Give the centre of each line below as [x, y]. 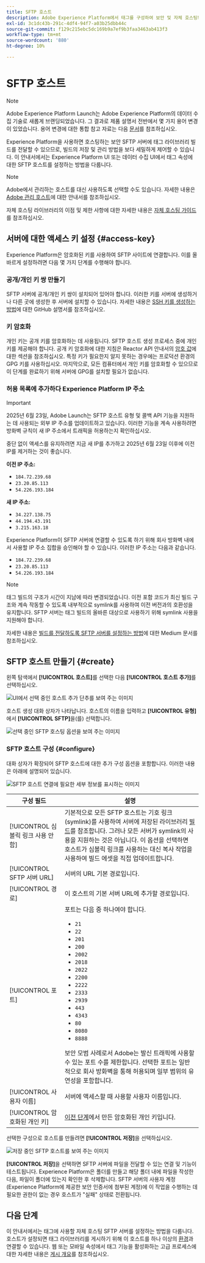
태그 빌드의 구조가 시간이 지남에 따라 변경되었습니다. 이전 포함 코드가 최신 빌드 [99, 597]
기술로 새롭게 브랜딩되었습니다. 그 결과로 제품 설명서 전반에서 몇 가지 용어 [100, 121]
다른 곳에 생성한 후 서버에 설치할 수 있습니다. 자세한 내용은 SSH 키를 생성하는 [104, 301]
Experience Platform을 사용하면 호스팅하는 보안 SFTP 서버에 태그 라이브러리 [98, 142]
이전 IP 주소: [21, 464]
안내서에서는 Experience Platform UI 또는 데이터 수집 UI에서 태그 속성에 [107, 157]
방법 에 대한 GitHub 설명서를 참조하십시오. [56, 309]
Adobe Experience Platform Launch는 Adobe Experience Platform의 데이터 [99, 113]
